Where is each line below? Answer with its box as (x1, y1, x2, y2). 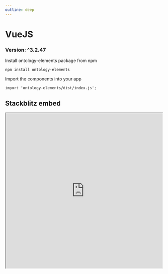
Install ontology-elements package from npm (5, 58, 97, 64)
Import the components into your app (5, 76, 82, 82)
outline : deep (5, 7, 35, 12)
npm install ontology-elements (5, 68, 70, 72)
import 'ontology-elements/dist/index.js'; (5, 85, 97, 91)
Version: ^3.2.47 (5, 46, 46, 53)
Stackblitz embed (5, 99, 61, 107)
